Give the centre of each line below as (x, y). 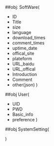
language (22, 32)
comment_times (28, 43)
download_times (29, 37)
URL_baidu (23, 64)
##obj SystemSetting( (27, 129)
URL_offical (24, 69)
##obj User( (17, 94)
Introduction (25, 74)
